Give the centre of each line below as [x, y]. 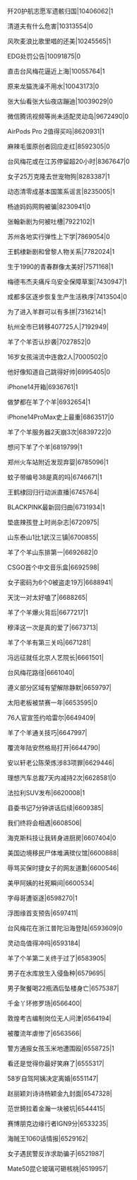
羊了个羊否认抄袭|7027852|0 [49, 342]
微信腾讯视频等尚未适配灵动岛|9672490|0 [68, 116]
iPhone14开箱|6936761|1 [43, 387]
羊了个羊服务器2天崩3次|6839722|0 [59, 432]
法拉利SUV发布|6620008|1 [46, 793]
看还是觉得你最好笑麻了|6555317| [56, 1063]
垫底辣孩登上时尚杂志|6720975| [53, 522]
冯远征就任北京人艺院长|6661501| [55, 658]
